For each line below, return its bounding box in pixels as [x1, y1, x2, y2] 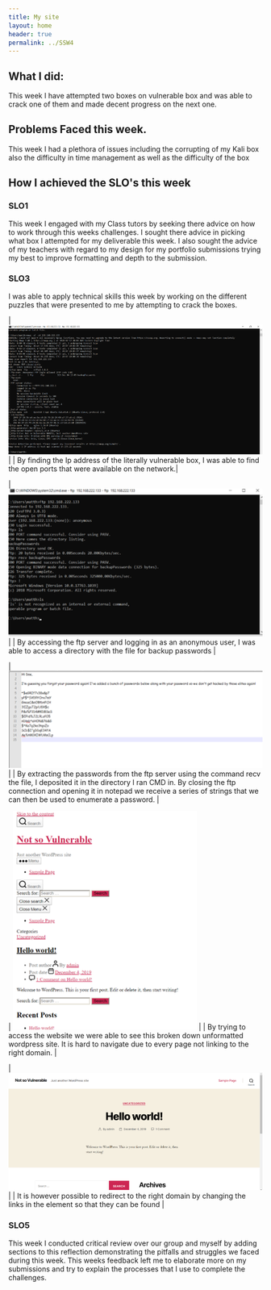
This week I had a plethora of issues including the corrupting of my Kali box [8, 144, 260, 153]
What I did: [8, 69, 65, 83]
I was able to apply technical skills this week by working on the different [8, 291, 248, 301]
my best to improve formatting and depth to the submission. [8, 253, 207, 262]
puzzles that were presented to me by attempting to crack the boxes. [8, 299, 238, 310]
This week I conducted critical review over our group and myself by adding [8, 1238, 257, 1248]
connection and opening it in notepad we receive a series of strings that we [8, 786, 260, 795]
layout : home [8, 21, 52, 30]
